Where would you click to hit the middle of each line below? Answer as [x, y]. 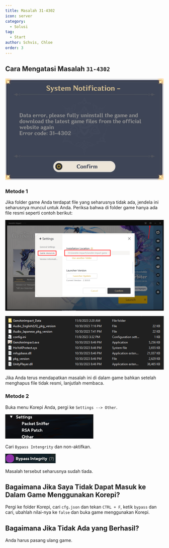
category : [16, 21]
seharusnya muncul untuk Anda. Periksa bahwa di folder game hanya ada [81, 208]
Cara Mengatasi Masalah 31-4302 [58, 69]
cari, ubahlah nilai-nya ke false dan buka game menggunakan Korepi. [77, 512]
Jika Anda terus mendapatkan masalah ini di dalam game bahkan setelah [81, 378]
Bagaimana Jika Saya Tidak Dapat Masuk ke [76, 487]
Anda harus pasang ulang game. [39, 540]
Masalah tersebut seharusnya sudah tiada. [49, 471]
